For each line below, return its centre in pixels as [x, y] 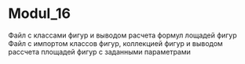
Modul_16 [39, 14]
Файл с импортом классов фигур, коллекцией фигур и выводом [116, 43]
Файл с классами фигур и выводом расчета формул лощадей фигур [122, 35]
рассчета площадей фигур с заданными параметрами [99, 52]
